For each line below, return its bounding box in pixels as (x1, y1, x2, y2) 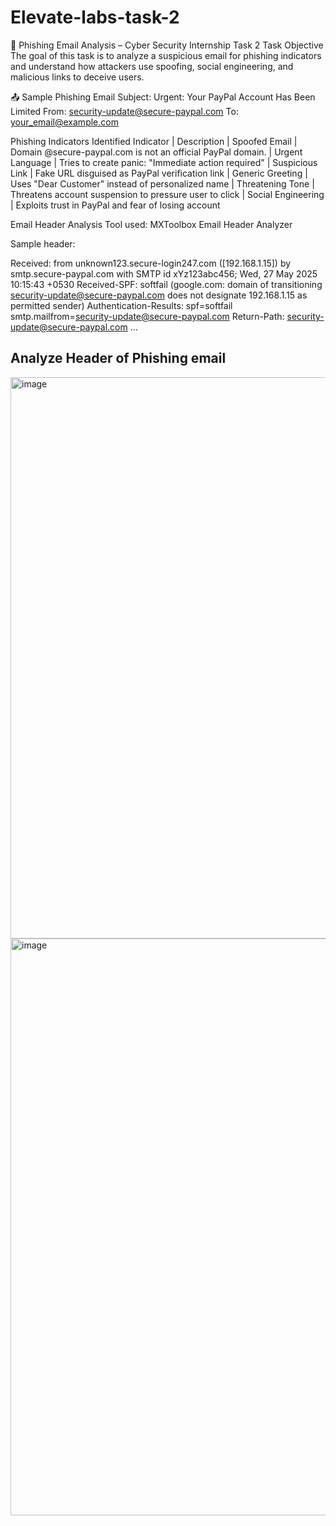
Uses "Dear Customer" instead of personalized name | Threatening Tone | (10, 177, 315, 190)
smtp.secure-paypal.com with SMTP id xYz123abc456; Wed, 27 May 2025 (10, 267, 318, 280)
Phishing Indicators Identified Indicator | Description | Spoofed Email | (10, 135, 298, 147)
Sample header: (10, 237, 76, 250)
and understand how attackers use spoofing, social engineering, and (10, 60, 294, 72)
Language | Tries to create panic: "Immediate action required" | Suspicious (10, 156, 318, 168)
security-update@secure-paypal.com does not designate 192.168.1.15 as (10, 289, 308, 301)
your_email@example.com (10, 116, 119, 128)
